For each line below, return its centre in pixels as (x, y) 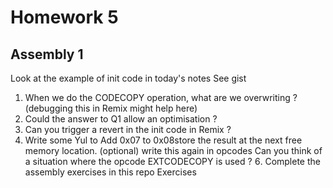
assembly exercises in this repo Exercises (110, 172)
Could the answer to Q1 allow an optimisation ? (121, 119)
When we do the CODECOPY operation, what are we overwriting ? (161, 97)
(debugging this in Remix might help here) (111, 108)
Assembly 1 (47, 54)
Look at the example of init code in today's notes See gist (128, 78)
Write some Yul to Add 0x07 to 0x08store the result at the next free (163, 140)
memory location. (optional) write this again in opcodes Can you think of (173, 150)
